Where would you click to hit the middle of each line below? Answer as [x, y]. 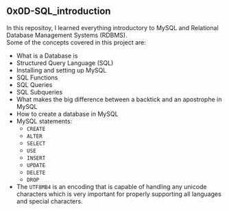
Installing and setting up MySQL [61, 70]
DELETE [36, 173]
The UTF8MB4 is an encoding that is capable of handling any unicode [111, 186]
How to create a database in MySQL [67, 114]
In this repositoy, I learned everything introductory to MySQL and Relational [112, 27]
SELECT [36, 143]
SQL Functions [37, 77]
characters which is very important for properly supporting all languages [119, 194]
